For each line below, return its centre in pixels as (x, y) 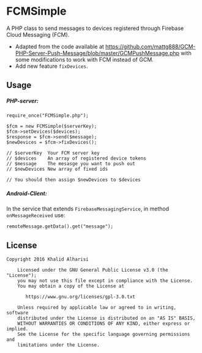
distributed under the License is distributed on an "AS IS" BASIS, (107, 318)
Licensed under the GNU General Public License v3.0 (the (93, 270)
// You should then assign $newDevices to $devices (73, 180)
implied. (17, 329)
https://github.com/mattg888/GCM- (150, 46)
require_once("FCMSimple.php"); (47, 116)
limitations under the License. (58, 345)
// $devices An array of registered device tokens (77, 158)
